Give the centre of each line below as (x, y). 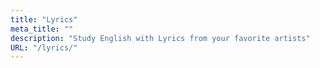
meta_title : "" (42, 29)
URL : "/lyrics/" (44, 47)
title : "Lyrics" (44, 19)
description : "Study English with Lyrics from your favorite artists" (160, 38)
